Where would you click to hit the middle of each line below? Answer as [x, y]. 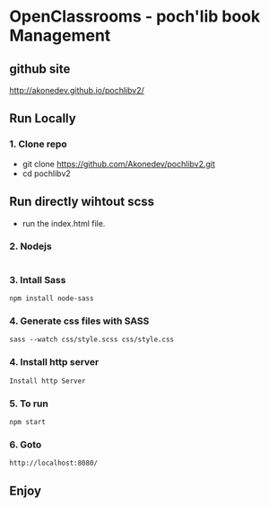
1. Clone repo [38, 144]
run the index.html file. [64, 223]
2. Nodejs [30, 246]
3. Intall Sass [38, 280]
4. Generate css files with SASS [79, 321]
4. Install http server [54, 362]
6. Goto [26, 444]
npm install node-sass [52, 298]
